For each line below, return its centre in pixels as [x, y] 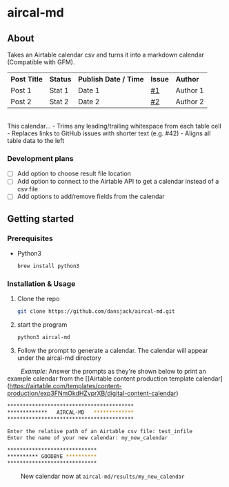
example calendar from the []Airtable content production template [101, 379]
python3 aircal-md [43, 337]
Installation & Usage [41, 283]
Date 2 [89, 102]
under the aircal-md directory [59, 358]
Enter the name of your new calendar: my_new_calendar [88, 438]
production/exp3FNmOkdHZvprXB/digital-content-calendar [92, 393]
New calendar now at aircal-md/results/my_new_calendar [102, 476]
